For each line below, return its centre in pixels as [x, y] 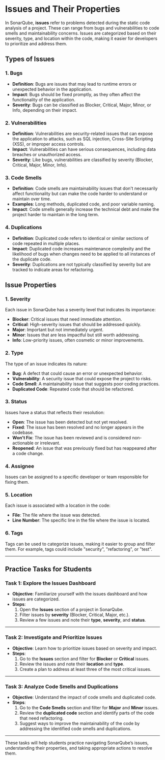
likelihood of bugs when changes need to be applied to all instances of [84, 254]
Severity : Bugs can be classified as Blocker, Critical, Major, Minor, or [82, 105]
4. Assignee [20, 466]
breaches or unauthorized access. [47, 154]
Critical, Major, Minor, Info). [40, 165]
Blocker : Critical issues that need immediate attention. [67, 319]
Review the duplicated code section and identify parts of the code [87, 713]
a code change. [28, 453]
